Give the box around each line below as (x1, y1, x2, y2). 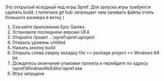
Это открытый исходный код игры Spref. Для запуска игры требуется (5, 4, 151, 10)
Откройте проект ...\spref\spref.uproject (12, 34, 95, 40)
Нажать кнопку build (12, 45, 55, 50)
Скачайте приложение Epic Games (12, 24, 85, 30)
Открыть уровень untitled (12, 40, 66, 45)
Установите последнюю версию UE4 (12, 29, 90, 35)
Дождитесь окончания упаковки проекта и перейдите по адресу (12, 61, 148, 66)
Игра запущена (12, 71, 45, 76)
